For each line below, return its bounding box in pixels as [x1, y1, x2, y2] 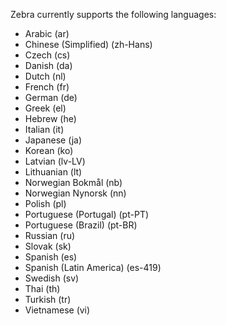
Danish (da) [24, 60, 73, 71]
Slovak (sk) [24, 240, 72, 252]
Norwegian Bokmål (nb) [24, 177, 123, 188]
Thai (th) [24, 283, 61, 294]
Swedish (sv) [24, 272, 80, 284]
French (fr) [24, 81, 70, 93]
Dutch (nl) [24, 70, 67, 82]
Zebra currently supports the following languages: [10, 9, 217, 20]
